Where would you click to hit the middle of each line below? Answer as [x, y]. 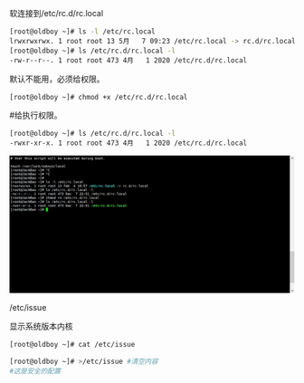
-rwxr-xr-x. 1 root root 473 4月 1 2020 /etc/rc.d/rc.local [128, 143]
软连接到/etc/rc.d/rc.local [57, 13]
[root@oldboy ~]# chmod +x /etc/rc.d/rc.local [99, 97]
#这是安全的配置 [35, 371]
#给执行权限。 [36, 115]
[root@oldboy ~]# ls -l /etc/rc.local [82, 32]
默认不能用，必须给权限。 [57, 79]
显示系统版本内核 [41, 326]
